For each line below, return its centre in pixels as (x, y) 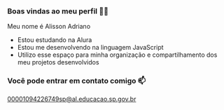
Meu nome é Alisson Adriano (49, 27)
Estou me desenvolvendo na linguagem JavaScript (90, 48)
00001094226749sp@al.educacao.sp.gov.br (72, 99)
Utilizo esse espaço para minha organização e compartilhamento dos (117, 55)
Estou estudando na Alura (55, 40)
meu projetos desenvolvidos (58, 62)
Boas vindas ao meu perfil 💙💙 (58, 11)
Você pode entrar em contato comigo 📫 (76, 81)
